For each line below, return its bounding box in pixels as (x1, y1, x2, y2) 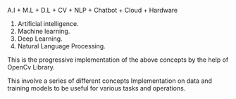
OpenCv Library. (7, 63, 55, 71)
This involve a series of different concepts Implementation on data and (7, 77, 213, 85)
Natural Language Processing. (17, 42, 106, 50)
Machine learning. (17, 27, 70, 35)
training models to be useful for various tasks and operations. (7, 84, 186, 92)
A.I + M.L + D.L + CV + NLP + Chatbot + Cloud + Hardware (7, 6, 178, 14)
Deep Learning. (17, 34, 63, 43)
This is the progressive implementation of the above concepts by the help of (7, 55, 229, 64)
